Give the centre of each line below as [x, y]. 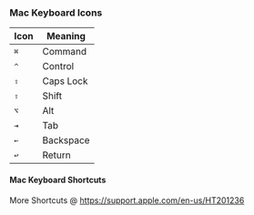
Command [65, 52]
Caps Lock [65, 81]
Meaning [66, 36]
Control [58, 67]
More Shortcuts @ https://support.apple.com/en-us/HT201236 [127, 200]
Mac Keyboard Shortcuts [58, 179]
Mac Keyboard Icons [56, 13]
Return [56, 155]
